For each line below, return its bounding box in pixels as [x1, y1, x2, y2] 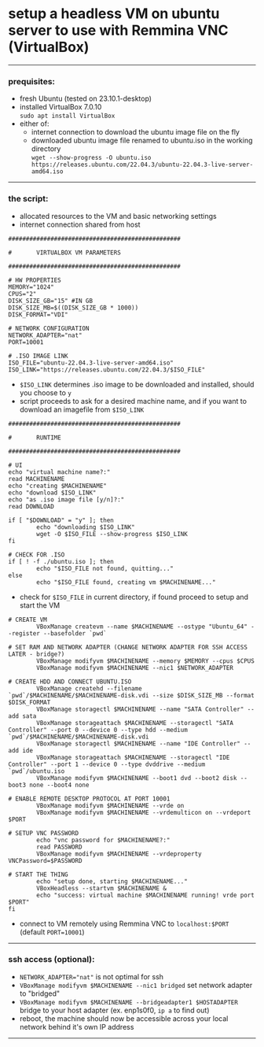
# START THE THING [8, 871, 68, 879]
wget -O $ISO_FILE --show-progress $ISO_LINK [36, 530, 189, 538]
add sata [8, 712, 37, 720]
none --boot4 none [28, 781, 90, 789]
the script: [8, 194, 49, 205]
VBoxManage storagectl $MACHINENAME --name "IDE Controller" [36, 739, 241, 748]
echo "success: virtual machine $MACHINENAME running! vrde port [36, 891, 255, 899]
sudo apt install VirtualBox [19, 112, 115, 120]
